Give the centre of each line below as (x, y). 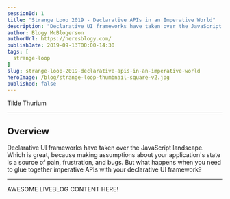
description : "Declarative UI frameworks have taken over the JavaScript (115, 26)
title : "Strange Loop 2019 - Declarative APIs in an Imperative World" (111, 20)
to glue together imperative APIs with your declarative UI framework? (104, 169)
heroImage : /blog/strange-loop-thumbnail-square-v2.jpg (88, 77)
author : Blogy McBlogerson (46, 33)
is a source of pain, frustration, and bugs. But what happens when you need (114, 163)
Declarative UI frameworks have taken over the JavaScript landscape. (105, 148)
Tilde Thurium (27, 103)
